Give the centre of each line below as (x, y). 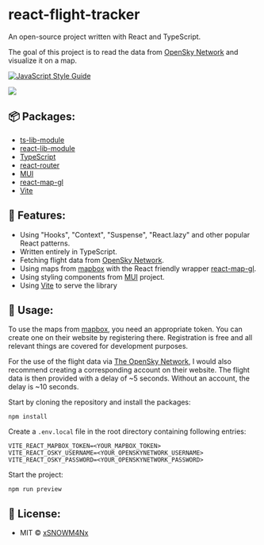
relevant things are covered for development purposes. (98, 346)
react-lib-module (47, 148)
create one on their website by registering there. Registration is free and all (130, 338)
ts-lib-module (42, 140)
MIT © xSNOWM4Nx (54, 533)
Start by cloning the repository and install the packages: (100, 402)
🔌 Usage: (31, 310)
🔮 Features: (37, 216)
